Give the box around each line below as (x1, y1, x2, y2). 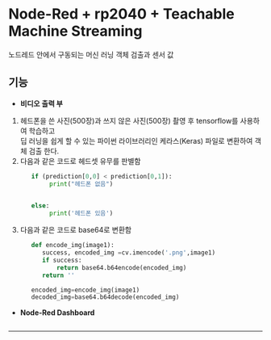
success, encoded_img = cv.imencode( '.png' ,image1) (41, 249, 216, 257)
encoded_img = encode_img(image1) (31, 286, 140, 294)
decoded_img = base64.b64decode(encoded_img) (31, 293, 180, 301)
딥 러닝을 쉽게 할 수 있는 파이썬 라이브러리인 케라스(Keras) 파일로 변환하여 (19, 136, 253, 145)
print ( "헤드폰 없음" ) (49, 179, 114, 188)
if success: (41, 256, 82, 264)
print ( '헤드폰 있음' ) (49, 209, 114, 218)
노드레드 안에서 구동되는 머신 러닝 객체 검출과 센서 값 (8, 49, 174, 59)
